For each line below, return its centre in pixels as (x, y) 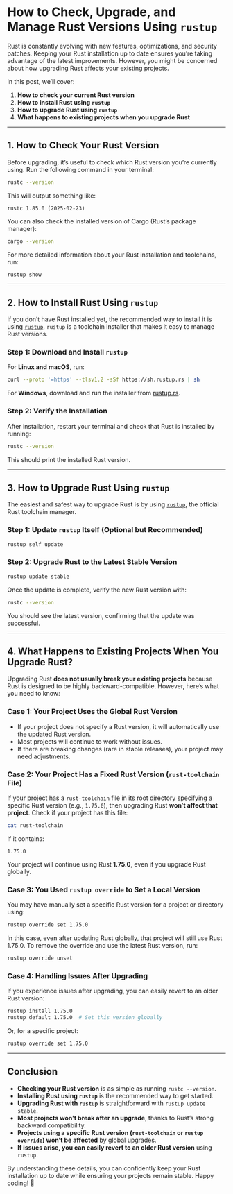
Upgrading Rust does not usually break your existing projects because (110, 679)
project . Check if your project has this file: (68, 812)
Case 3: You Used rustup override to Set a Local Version (104, 889)
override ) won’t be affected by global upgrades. (87, 1140)
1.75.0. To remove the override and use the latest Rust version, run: (103, 946)
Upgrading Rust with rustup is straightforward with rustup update (111, 1103)
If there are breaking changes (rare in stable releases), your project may (120, 749)
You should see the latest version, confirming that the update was (101, 615)
